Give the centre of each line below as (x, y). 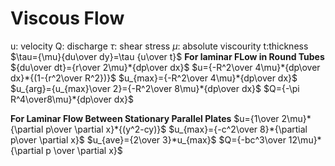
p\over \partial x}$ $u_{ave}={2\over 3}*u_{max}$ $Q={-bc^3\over (148, 139)
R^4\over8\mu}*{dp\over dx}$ (72, 99)
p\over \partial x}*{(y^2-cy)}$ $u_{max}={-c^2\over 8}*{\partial (176, 129)
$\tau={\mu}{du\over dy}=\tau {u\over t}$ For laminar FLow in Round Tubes (167, 56)
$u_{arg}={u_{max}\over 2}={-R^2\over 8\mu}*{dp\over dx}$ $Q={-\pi (155, 88)
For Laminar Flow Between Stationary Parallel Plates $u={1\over (145, 118)
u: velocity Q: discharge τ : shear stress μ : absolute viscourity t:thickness (159, 46)
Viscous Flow (67, 18)
